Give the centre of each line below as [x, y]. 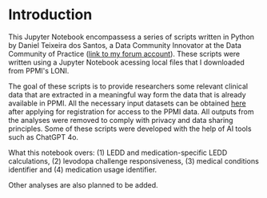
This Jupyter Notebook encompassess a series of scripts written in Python [131, 37]
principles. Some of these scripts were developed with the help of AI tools [130, 129]
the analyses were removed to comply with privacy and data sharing [121, 120]
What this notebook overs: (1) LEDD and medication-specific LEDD [118, 152]
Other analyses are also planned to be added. [83, 184]
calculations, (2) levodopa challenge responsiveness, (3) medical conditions [134, 160]
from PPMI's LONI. [39, 70]
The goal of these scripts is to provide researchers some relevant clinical [128, 86]
